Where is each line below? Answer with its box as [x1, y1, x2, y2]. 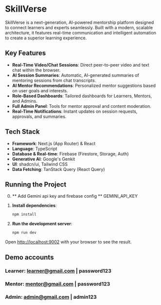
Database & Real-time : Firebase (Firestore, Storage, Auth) [12, 151, 129, 156]
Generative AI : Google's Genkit [12, 156, 75, 162]
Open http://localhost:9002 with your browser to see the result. [5, 239, 132, 245]
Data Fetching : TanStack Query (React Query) [12, 166, 106, 172]
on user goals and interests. [12, 87, 68, 93]
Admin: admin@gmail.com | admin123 [5, 294, 97, 301]
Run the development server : [12, 221, 72, 227]
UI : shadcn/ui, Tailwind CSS [12, 161, 68, 167]
